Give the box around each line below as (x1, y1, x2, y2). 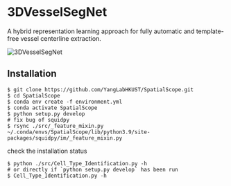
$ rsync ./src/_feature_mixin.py (7, 122, 104, 129)
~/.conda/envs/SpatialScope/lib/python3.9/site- (7, 129, 151, 136)
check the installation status (7, 147, 87, 155)
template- (196, 27, 224, 35)
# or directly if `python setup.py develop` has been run (7, 166, 178, 173)
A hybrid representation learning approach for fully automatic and (7, 27, 195, 35)
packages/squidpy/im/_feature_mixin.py (7, 134, 123, 142)
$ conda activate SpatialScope (7, 104, 98, 111)
